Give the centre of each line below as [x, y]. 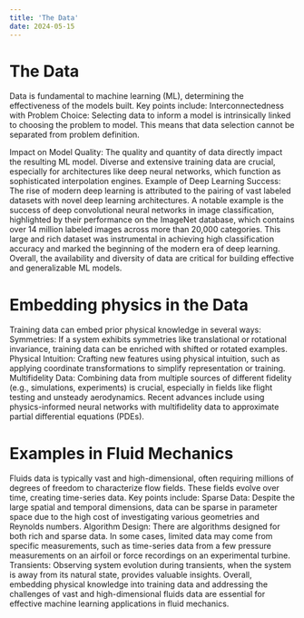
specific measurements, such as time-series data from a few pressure [141, 546]
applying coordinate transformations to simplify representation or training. [147, 368]
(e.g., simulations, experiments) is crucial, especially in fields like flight [141, 387]
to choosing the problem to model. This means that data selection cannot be [152, 125]
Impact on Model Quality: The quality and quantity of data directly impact [146, 152]
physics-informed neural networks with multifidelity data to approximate [144, 407]
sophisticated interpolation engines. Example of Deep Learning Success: [145, 181]
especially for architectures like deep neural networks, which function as [145, 172]
